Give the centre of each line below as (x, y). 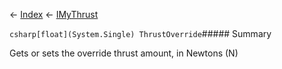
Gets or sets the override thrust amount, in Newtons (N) (124, 53)
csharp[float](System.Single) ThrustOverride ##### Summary (140, 33)
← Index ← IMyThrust (54, 14)
